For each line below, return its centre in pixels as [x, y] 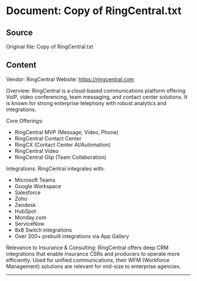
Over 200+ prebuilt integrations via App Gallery [72, 236]
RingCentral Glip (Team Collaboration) [60, 157]
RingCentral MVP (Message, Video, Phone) [67, 132]
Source [20, 33]
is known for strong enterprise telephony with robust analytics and [86, 103]
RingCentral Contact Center [48, 138]
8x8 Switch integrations [43, 230]
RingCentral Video [36, 150]
